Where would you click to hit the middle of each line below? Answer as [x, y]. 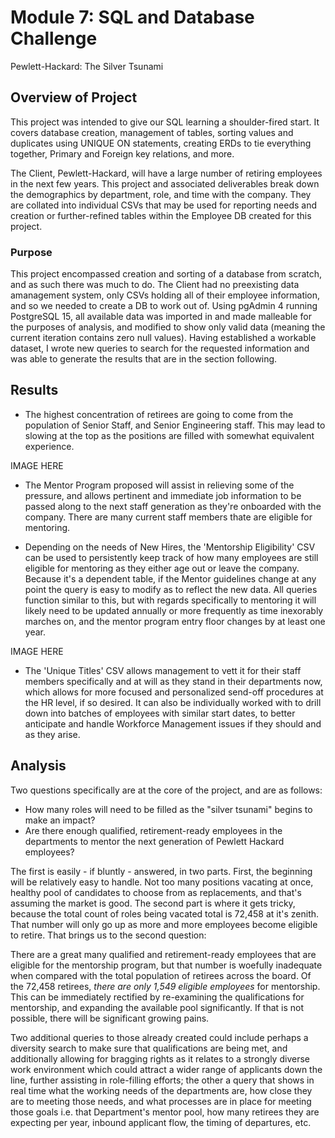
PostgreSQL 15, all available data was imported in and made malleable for [161, 317]
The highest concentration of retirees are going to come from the [159, 414]
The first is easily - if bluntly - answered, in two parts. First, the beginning [161, 871]
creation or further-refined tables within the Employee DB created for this [161, 215]
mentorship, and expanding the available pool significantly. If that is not [157, 1007]
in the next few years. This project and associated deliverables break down [165, 183]
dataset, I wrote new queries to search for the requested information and [160, 348]
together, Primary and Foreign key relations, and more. [122, 153]
